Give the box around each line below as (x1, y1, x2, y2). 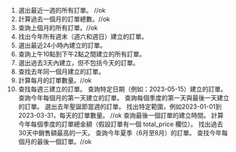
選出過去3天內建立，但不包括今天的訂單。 (18, 59, 140, 67)
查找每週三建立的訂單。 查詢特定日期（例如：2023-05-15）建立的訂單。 (18, 85, 228, 93)
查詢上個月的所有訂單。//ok (18, 24, 98, 32)
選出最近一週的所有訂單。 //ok (18, 6, 106, 14)
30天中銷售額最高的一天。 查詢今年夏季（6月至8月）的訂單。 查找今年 (18, 129, 222, 137)
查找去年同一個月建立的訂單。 (18, 67, 105, 76)
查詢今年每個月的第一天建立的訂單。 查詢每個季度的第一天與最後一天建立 (18, 94, 230, 102)
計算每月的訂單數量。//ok (18, 76, 92, 84)
